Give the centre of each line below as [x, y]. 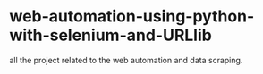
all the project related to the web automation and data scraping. [126, 60]
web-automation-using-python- [132, 16]
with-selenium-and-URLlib [110, 35]
